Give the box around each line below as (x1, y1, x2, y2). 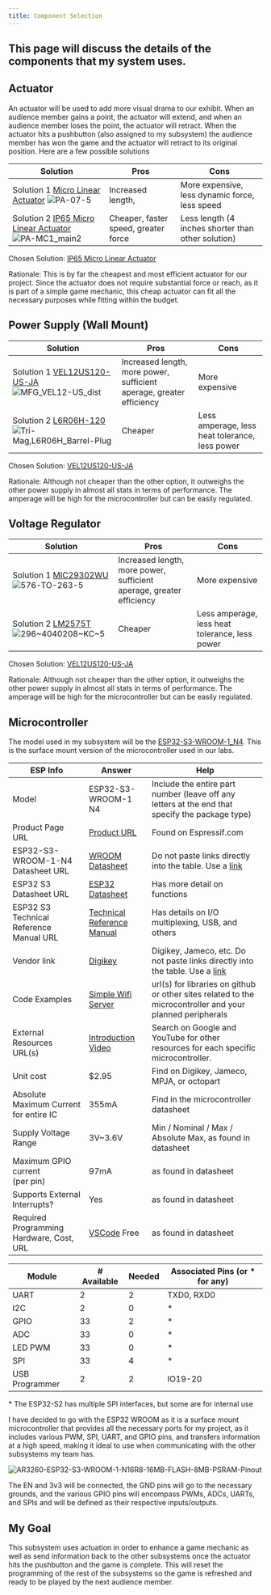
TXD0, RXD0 (167, 1289, 216, 1301)
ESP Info (30, 765, 64, 776)
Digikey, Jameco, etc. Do (152, 946, 246, 957)
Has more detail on (152, 878, 223, 890)
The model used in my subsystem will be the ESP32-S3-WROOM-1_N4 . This (8, 737, 262, 747)
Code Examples (12, 994, 73, 1005)
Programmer (12, 1378, 60, 1390)
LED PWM (12, 1342, 51, 1353)
